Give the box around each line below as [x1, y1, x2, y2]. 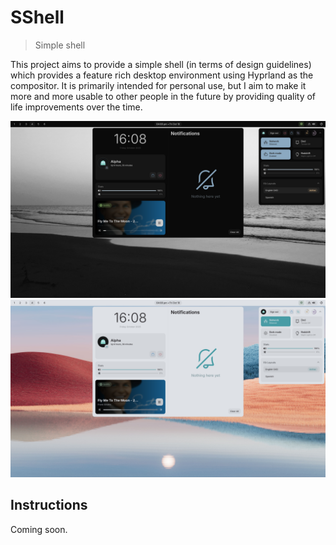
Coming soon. [10, 523, 68, 535]
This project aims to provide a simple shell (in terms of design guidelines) [10, 58, 312, 70]
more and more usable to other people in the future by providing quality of [10, 90, 317, 102]
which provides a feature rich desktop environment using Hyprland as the [10, 69, 314, 81]
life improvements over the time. [10, 101, 143, 113]
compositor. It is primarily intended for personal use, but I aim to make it [10, 79, 307, 91]
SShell [10, 6, 65, 29]
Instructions [10, 497, 88, 514]
